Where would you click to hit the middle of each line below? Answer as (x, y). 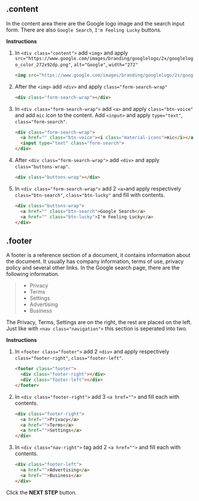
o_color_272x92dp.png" (43, 65)
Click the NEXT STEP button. (42, 492)
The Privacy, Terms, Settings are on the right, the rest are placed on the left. (99, 322)
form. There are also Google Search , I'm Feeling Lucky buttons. (84, 30)
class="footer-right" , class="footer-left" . (69, 358)
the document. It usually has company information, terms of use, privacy (95, 261)
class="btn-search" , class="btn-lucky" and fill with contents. (90, 195)
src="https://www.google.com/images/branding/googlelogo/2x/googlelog (104, 58)
